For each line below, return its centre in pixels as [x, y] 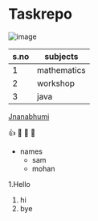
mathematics [61, 70]
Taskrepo [41, 14]
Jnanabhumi [29, 116]
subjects [61, 56]
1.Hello [19, 184]
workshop [56, 83]
